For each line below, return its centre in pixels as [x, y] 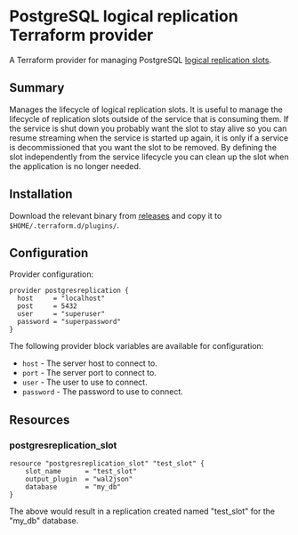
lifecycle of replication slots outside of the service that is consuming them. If [149, 118]
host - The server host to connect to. [90, 363]
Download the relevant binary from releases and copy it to [116, 215]
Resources [40, 420]
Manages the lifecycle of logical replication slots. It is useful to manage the [146, 109]
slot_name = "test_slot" [81, 472]
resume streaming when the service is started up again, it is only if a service [149, 138]
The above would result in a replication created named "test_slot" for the [142, 511]
